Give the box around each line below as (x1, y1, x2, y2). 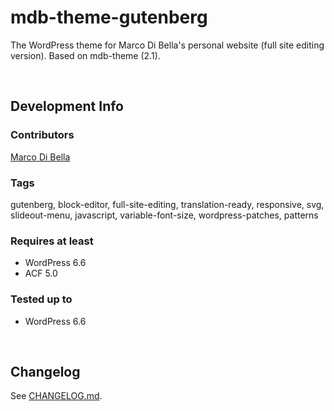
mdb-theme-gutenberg (10, 6, 208, 29)
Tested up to (10, 292, 73, 306)
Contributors (10, 128, 75, 142)
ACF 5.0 (24, 267, 58, 280)
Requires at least (10, 234, 94, 248)
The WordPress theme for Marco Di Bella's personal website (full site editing (10, 39, 325, 51)
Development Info (10, 98, 124, 115)
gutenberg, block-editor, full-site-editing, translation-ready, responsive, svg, (10, 198, 325, 210)
